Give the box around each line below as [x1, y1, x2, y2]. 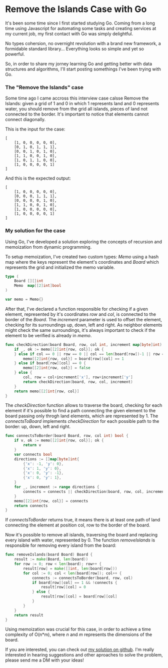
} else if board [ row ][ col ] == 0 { [14, 361, 86, 366]
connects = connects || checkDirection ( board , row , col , [23, 489, 144, 494]
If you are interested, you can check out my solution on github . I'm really [5, 646, 154, 652]
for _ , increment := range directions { [14, 484, 99, 490]
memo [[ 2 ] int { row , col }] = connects [14, 498, 88, 503]
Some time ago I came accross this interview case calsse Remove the [5, 95, 149, 101]
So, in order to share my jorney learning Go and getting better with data [5, 61, 152, 67]
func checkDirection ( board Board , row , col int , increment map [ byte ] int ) [5, 342, 162, 347]
